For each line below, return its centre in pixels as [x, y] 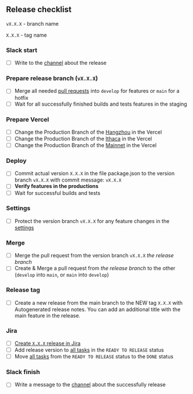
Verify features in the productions [57, 186]
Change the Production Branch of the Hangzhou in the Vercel [88, 132]
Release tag [23, 290]
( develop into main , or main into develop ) [62, 275]
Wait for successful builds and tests [57, 193]
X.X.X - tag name [27, 35]
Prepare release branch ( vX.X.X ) [52, 78]
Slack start [22, 50]
